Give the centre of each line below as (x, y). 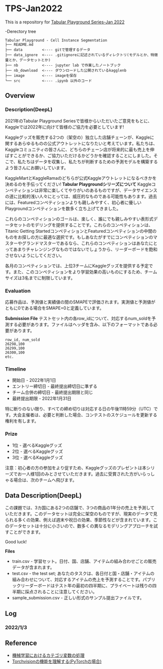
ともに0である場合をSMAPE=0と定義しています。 (55, 308)
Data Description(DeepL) (43, 495)
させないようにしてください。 (35, 255)
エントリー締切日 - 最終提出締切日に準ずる (55, 386)
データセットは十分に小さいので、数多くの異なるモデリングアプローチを (81, 526)
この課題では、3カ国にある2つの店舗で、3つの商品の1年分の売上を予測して (80, 508)
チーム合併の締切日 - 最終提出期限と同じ (52, 392)
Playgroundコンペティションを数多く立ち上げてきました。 (63, 208)
